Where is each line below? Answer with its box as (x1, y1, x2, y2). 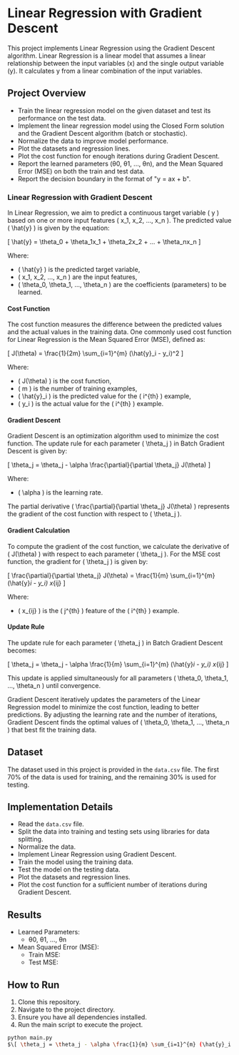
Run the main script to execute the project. (17, 1021, 143, 1029)
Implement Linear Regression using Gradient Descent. (17, 850, 177, 859)
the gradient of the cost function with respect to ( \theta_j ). (7, 510, 182, 518)
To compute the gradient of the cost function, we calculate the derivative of (7, 542, 230, 550)
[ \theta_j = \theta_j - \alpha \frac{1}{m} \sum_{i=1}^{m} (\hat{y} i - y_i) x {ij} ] (7, 660, 229, 668)
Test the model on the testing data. (17, 865, 121, 874)
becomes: (7, 646, 37, 655)
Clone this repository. (17, 998, 81, 1006)
